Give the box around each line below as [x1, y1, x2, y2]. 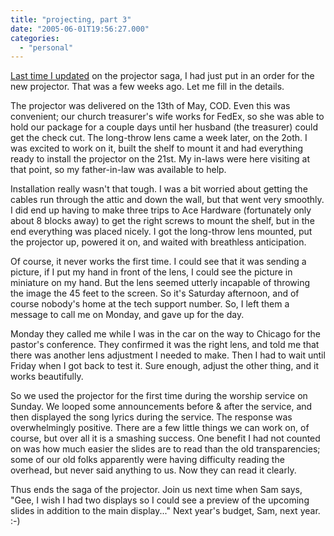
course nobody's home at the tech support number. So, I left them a [10, 298, 290, 310]
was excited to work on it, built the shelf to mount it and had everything [10, 142, 304, 155]
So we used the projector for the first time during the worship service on [10, 390, 308, 402]
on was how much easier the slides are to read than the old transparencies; [10, 443, 321, 455]
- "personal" [19, 42, 74, 53]
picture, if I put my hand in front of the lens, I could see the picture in [10, 266, 293, 278]
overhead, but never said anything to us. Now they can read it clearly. [10, 464, 297, 476]
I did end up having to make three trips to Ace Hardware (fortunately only [10, 204, 312, 216]
